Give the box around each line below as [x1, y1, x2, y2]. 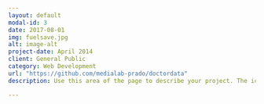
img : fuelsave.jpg [8, 33, 68, 41]
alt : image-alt [8, 41, 58, 48]
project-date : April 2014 [8, 48, 93, 56]
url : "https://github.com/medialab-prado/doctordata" [8, 70, 189, 77]
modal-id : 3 [8, 19, 47, 27]
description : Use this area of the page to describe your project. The [8, 77, 247, 84]
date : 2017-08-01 [8, 26, 65, 34]
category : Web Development [8, 63, 97, 70]
